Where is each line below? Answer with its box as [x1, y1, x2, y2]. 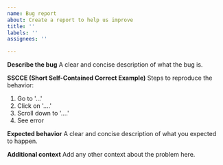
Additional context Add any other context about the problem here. [7, 151, 196, 159]
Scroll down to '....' [16, 109, 70, 118]
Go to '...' [16, 94, 43, 103]
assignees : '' [7, 36, 48, 43]
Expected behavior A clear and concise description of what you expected [7, 130, 217, 138]
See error [16, 116, 45, 124]
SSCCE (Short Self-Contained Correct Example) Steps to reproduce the [7, 74, 213, 82]
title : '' [7, 23, 36, 30]
